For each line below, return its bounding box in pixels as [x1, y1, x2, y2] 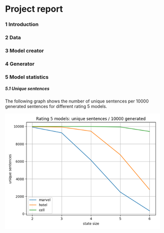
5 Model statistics [5, 74, 49, 80]
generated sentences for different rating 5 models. [5, 103, 107, 109]
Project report [5, 3, 63, 15]
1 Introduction [5, 21, 39, 28]
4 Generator [5, 60, 35, 67]
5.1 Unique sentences [5, 86, 50, 92]
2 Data [5, 34, 21, 41]
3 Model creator [5, 47, 44, 54]
